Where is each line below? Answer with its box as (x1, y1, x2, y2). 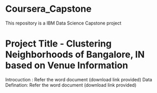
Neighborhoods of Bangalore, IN (5, 49, 145, 60)
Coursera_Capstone (5, 3, 92, 15)
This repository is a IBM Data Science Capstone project (5, 20, 121, 26)
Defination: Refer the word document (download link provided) (5, 82, 137, 88)
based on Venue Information (5, 60, 128, 72)
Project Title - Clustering (5, 38, 112, 50)
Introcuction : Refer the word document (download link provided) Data (5, 76, 152, 82)
